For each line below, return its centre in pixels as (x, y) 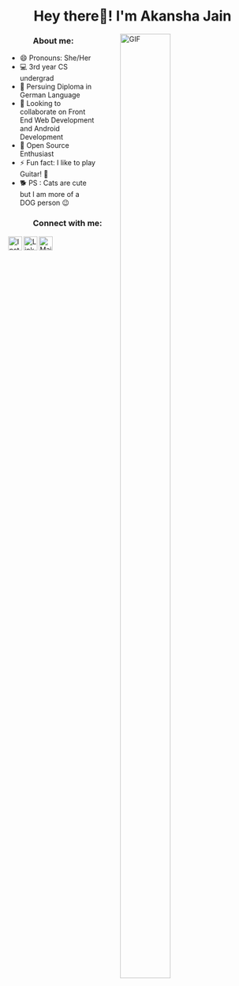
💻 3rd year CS (44, 67)
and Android (40, 129)
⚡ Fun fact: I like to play (58, 163)
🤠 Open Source (44, 145)
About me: (53, 41)
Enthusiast (37, 154)
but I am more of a (50, 195)
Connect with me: (67, 223)
